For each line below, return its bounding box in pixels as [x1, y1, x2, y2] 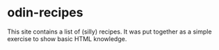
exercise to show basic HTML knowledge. [7, 34, 127, 42]
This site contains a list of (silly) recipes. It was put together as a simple [7, 27, 212, 36]
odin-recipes [7, 5, 83, 21]
